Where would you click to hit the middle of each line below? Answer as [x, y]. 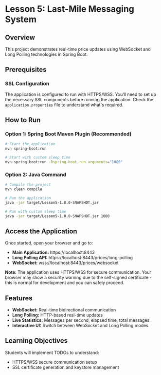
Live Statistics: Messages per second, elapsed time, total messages [81, 320]
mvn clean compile [24, 189]
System [21, 19]
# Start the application [30, 144]
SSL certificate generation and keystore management [65, 367]
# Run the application [28, 198]
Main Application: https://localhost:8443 [53, 252]
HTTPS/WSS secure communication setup [54, 362]
